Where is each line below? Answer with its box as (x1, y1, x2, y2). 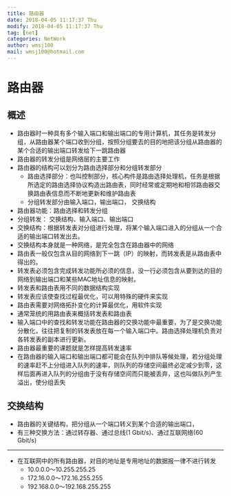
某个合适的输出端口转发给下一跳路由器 (16, 146, 126, 155)
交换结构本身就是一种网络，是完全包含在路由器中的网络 (16, 240, 174, 249)
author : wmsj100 (7, 42, 54, 49)
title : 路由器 (7, 10, 45, 17)
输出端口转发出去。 (29, 232, 84, 240)
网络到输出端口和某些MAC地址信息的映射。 (16, 275, 140, 283)
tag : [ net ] (7, 29, 38, 36)
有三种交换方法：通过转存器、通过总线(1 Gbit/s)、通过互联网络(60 (16, 428, 203, 436)
